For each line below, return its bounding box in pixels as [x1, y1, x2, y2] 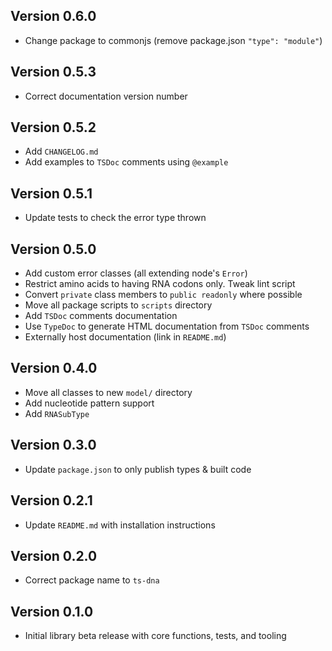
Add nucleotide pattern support [24, 397, 155, 409]
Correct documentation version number [24, 90, 188, 102]
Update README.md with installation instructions [24, 519, 216, 531]
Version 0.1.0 [10, 603, 94, 620]
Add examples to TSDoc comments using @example [24, 156, 229, 168]
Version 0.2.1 [10, 492, 93, 509]
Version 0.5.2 [10, 119, 97, 136]
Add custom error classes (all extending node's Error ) [24, 267, 248, 279]
